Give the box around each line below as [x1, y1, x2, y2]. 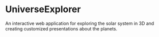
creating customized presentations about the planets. [5, 25, 118, 31]
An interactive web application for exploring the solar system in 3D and [5, 20, 154, 26]
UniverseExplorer [5, 4, 81, 15]
